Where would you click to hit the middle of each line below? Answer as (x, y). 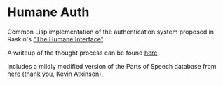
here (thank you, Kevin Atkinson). (55, 74)
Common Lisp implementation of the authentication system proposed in (111, 32)
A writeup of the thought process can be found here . (83, 53)
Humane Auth (48, 12)
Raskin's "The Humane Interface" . (56, 39)
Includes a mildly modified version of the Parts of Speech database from (112, 66)
